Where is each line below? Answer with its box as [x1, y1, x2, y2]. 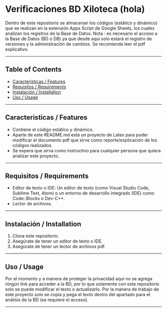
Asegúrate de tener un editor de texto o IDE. [12, 238, 103, 244]
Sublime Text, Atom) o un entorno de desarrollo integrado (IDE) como [12, 190, 155, 196]
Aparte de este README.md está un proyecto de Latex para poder [12, 131, 148, 137]
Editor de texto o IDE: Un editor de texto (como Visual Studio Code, [12, 185, 150, 191]
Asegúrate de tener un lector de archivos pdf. [12, 244, 106, 250]
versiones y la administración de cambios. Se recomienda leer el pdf [5, 41, 146, 47]
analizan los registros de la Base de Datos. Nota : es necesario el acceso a [5, 30, 158, 36]
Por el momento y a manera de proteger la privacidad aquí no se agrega [5, 276, 153, 281]
